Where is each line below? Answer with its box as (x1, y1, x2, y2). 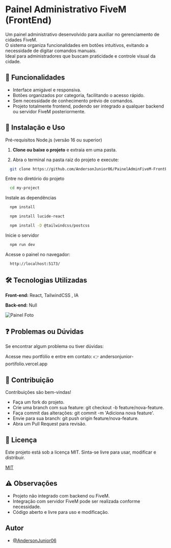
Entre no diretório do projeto (5, 176, 65, 182)
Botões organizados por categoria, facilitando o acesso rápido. (12, 92, 145, 98)
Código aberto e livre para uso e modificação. (12, 509, 109, 515)
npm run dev (10, 242, 36, 247)
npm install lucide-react (10, 214, 65, 219)
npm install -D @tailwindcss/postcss (10, 223, 90, 228)
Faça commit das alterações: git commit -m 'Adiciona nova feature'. (12, 410, 154, 416)
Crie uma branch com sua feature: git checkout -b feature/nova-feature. (12, 405, 164, 411)
